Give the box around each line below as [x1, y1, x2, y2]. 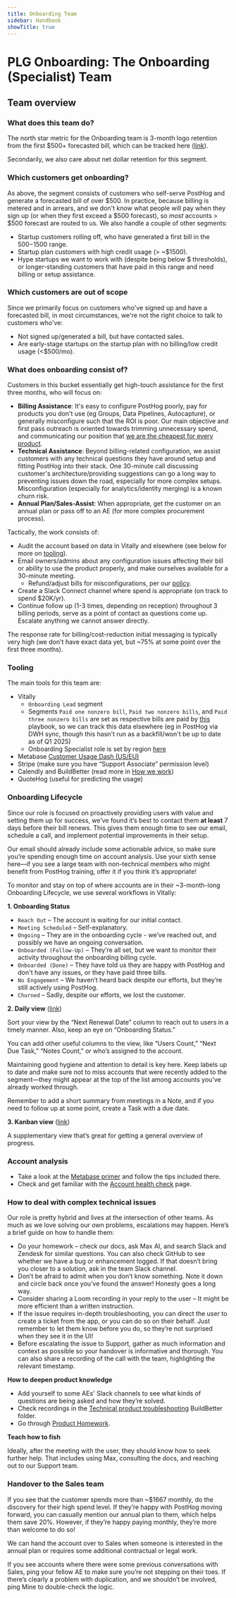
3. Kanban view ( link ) [7, 1117, 70, 1126]
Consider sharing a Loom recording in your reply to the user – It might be [17, 1295, 229, 1303]
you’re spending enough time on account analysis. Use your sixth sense [7, 852, 216, 860]
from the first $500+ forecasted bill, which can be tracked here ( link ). [7, 142, 209, 150]
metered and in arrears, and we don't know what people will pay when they [7, 204, 226, 212]
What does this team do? [7, 118, 94, 128]
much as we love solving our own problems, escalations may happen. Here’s [7, 1221, 229, 1229]
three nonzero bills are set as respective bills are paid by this [27, 715, 211, 724]
